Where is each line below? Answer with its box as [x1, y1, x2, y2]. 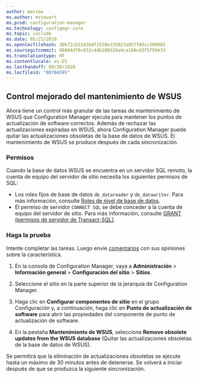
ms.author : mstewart [6, 14, 58, 20]
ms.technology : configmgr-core [6, 25, 84, 31]
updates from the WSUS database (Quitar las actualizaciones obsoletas [14, 335, 192, 342]
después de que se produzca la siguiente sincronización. [6, 365, 145, 372]
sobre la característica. [6, 250, 62, 258]
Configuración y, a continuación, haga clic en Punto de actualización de [14, 304, 192, 312]
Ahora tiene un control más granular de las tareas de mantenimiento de [6, 107, 180, 115]
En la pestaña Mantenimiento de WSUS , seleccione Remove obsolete [14, 328, 187, 335]
